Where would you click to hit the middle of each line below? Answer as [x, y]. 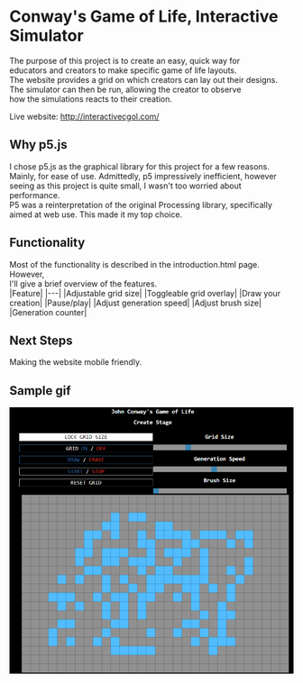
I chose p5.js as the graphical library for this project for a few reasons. [140, 166]
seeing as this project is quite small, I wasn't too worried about [125, 186]
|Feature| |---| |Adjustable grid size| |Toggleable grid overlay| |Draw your [145, 293]
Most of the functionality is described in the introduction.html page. [134, 264]
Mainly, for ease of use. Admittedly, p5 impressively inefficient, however [143, 176]
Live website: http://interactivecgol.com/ [84, 116]
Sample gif [40, 391]
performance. [35, 195]
